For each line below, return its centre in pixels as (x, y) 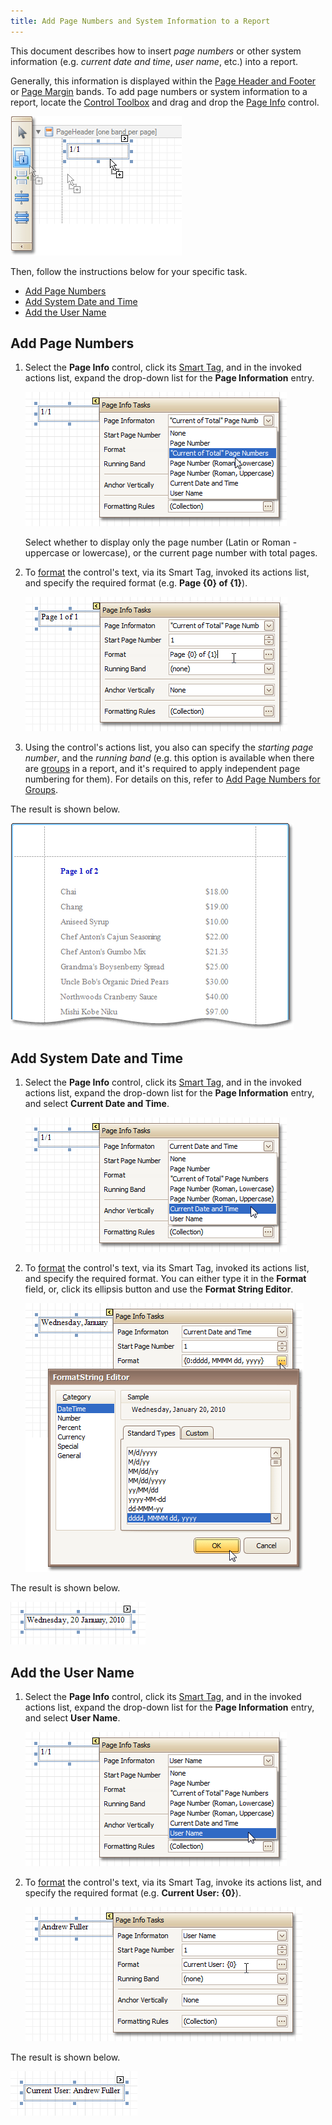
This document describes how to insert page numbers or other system (156, 51)
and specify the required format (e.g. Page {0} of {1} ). (136, 583)
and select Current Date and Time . (97, 1104)
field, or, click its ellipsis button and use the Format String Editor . (159, 1289)
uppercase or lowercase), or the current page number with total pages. (171, 553)
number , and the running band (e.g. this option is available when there (169, 758)
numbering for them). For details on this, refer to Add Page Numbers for (172, 779)
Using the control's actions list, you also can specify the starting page (169, 747)
